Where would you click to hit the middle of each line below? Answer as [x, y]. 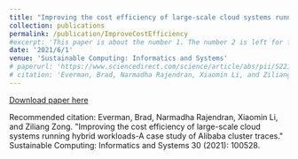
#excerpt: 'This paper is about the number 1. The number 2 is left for [146, 42]
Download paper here [49, 100]
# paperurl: [31, 67]
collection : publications [57, 26]
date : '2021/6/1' [41, 50]
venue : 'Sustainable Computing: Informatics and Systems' [118, 58]
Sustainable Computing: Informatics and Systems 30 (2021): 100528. [135, 145]
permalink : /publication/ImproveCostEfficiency [99, 34]
